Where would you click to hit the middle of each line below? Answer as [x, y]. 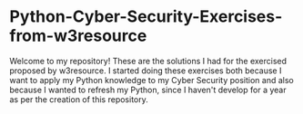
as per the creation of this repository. [79, 99]
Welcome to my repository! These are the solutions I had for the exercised [148, 61]
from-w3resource [78, 36]
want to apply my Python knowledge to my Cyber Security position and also [151, 80]
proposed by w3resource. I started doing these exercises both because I [146, 71]
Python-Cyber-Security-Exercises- [146, 17]
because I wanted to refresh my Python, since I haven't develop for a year [148, 90]
